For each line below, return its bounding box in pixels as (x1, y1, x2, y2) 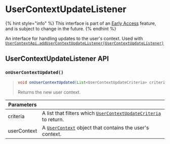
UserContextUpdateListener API (5, 55, 109, 63)
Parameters (8, 101, 37, 108)
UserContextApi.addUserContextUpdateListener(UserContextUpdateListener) (5, 40, 164, 46)
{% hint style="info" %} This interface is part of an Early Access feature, (5, 20, 156, 26)
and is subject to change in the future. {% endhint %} (5, 25, 116, 31)
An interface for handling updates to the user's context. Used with (5, 35, 143, 41)
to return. (42, 116, 64, 123)
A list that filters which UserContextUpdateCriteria (42, 110, 161, 117)
